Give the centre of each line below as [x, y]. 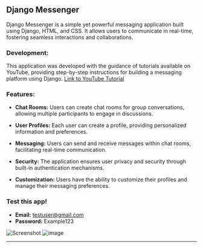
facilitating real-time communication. [61, 150]
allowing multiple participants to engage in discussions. [84, 114]
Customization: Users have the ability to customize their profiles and [101, 179]
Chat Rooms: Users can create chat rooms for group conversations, [100, 107]
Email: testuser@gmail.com [49, 215]
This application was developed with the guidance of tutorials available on [98, 66]
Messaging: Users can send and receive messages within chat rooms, [103, 143]
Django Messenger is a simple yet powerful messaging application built [95, 24]
